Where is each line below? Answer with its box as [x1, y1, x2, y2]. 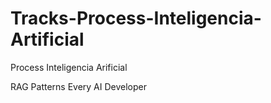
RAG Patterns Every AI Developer [10, 80, 148, 92]
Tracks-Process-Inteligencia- [10, 7, 262, 30]
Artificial [10, 28, 85, 51]
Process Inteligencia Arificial [10, 61, 128, 73]
